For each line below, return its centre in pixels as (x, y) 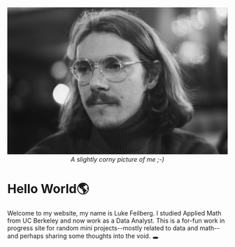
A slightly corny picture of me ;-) (117, 159)
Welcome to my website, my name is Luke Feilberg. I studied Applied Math (114, 213)
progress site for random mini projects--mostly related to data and (103, 228)
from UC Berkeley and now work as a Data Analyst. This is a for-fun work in (116, 220)
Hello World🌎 (48, 189)
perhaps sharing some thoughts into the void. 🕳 (90, 236)
